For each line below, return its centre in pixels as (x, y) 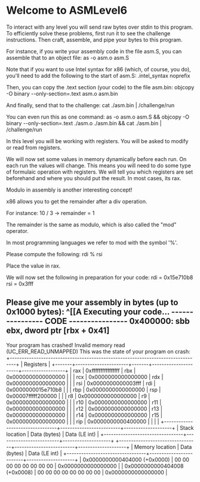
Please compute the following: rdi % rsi (54, 254)
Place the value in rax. (33, 266)
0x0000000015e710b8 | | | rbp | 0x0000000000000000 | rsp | (84, 389)
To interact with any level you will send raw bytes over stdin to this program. (100, 27)
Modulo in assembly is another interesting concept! (69, 190)
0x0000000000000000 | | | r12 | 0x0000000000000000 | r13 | (84, 408)
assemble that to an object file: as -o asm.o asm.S (68, 57)
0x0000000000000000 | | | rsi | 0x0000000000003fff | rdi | (81, 383)
